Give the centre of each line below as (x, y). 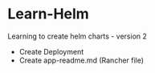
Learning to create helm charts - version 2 (77, 36)
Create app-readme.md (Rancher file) (82, 60)
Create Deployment (51, 51)
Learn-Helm (48, 14)
